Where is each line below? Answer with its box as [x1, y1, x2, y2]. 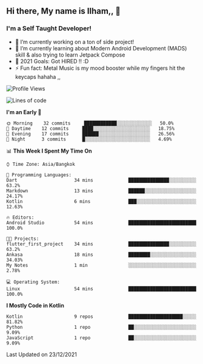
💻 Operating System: [6, 279, 61, 285]
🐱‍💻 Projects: [6, 235, 39, 242]
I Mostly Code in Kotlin [6, 301, 65, 309]
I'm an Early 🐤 [6, 108, 42, 115]
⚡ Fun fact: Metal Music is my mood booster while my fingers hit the [15, 64, 185, 72]
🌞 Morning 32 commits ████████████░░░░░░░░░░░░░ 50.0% [6, 120, 174, 126]
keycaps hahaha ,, [15, 73, 61, 80]
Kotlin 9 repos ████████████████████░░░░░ [6, 314, 197, 320]
